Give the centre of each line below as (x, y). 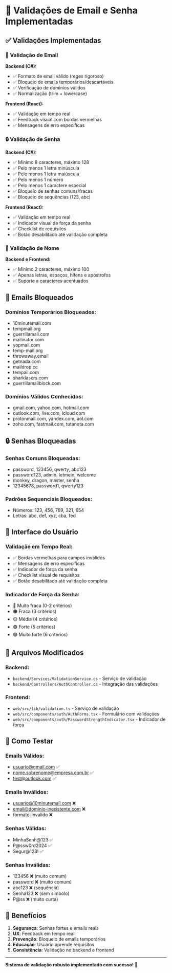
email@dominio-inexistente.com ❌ (49, 809)
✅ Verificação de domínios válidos (49, 87)
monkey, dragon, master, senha (46, 481)
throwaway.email (30, 356)
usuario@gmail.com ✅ (36, 767)
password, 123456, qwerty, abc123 (50, 469)
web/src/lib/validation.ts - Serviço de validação (66, 708)
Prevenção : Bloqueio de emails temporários (59, 939)
